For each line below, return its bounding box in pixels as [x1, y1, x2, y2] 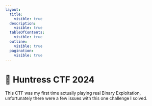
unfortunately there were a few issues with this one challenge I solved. [5, 95, 148, 101]
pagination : [9, 48, 34, 53]
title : [9, 12, 23, 17]
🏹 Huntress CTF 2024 [5, 74, 95, 85]
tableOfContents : [9, 30, 45, 35]
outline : [9, 39, 27, 44]
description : [9, 21, 36, 26]
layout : [5, 7, 21, 12]
